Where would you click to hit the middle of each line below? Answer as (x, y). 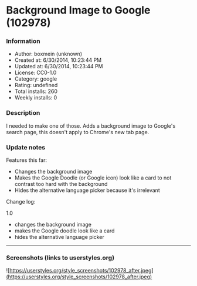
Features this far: (26, 160)
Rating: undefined (36, 85)
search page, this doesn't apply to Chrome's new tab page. (78, 132)
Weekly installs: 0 (36, 98)
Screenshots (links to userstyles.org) (60, 258)
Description (23, 113)
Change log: (21, 202)
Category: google (36, 79)
